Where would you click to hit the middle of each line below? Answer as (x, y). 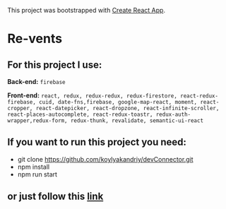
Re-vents (35, 39)
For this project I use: (55, 65)
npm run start (37, 174)
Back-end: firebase (36, 82)
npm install (34, 167)
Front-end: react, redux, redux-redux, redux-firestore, (93, 95)
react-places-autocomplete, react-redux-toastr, (80, 114)
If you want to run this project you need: (97, 142)
